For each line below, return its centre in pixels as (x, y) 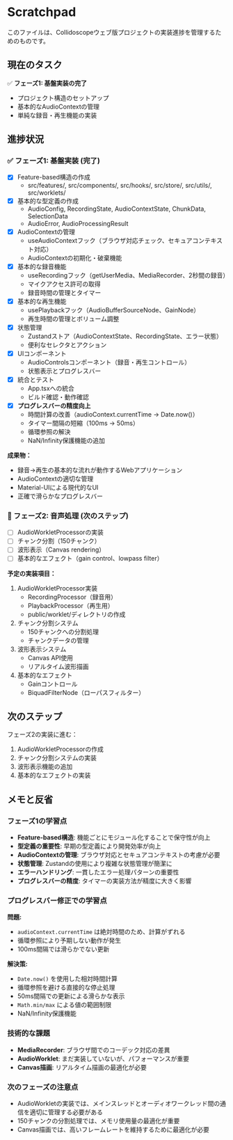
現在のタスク (35, 65)
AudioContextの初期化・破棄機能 (75, 257)
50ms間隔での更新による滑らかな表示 (71, 996)
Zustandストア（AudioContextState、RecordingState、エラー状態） (125, 336)
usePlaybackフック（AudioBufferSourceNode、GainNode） (114, 310)
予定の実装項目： (32, 573)
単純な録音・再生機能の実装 (57, 115)
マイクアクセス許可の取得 (64, 284)
